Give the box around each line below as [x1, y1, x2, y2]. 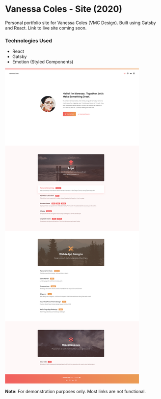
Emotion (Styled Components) [12, 59, 74, 65]
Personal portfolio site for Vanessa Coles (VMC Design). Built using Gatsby [5, 20, 156, 26]
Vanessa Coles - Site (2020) [5, 3, 123, 15]
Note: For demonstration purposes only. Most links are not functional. [5, 389, 146, 395]
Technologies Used [5, 37, 53, 44]
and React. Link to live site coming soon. [5, 25, 87, 31]
